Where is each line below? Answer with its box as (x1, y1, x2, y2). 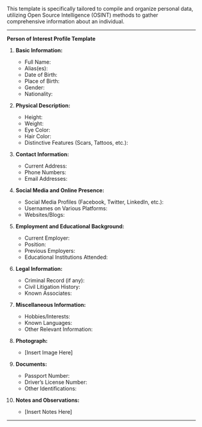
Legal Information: (15, 265, 63, 272)
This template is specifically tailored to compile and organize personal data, (7, 5, 194, 12)
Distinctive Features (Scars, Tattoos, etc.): (24, 139, 128, 146)
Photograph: (15, 338, 48, 344)
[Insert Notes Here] (24, 408, 73, 415)
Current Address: (24, 162, 68, 169)
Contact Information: (15, 151, 70, 158)
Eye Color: (24, 126, 50, 133)
